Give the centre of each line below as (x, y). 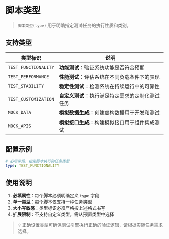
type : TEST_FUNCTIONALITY (32, 166)
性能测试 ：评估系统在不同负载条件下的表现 (109, 77)
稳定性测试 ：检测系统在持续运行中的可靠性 (109, 86)
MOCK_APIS (19, 126)
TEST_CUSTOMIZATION (31, 99)
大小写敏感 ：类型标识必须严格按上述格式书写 (59, 208)
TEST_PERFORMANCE (28, 77)
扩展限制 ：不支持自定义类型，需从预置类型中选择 (63, 214)
